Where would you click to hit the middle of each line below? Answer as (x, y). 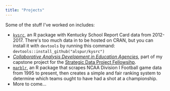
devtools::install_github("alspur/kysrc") (59, 51)
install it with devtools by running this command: (64, 45)
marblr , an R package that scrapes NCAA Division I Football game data (87, 67)
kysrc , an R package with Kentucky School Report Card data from (82, 34)
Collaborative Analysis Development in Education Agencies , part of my (88, 57)
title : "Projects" (25, 10)
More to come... (29, 84)
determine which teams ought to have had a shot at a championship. (85, 78)
